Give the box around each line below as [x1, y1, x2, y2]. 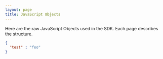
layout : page [5, 7, 32, 12]
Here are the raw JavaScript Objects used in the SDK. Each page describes [5, 25, 159, 31]
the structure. [5, 31, 33, 37]
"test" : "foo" [9, 45, 41, 50]
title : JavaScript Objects [5, 12, 61, 17]
